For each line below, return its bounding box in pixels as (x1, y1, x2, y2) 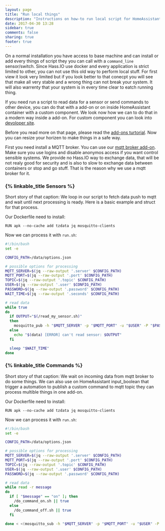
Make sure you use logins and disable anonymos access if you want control (5, 149, 159, 155)
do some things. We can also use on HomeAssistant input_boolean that (5, 378, 149, 384)
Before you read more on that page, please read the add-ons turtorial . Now (5, 129, 157, 135)
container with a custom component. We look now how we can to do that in (5, 109, 158, 115)
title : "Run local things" (5, 12, 60, 17)
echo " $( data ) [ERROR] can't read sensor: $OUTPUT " (14, 332, 122, 337)
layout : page (5, 7, 32, 12)
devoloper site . (5, 120, 35, 126)
